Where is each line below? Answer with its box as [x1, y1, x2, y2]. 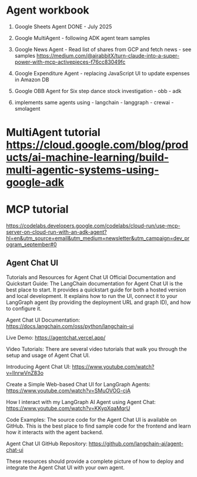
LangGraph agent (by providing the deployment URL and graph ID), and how [6, 299, 191, 306]
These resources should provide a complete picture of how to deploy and [6, 458, 184, 465]
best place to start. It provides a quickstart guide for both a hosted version [6, 286, 186, 293]
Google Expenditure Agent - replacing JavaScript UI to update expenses [14, 69, 190, 77]
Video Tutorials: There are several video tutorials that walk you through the [6, 345, 187, 352]
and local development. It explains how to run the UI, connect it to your [6, 292, 178, 299]
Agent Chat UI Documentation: [6, 316, 81, 323]
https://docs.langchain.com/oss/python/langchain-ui [6, 322, 134, 330]
